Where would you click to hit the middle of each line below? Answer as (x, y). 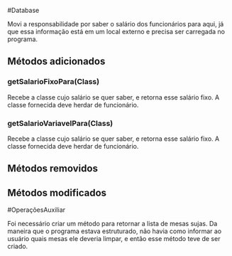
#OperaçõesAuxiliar (37, 210)
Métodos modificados (57, 192)
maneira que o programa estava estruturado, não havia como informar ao (115, 231)
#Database (23, 10)
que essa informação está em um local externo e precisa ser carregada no (116, 32)
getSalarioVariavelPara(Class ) (60, 123)
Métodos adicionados (56, 62)
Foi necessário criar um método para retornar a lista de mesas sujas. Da (112, 224)
